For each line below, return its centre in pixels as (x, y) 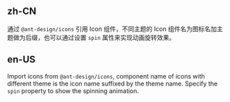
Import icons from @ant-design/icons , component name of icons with (106, 76)
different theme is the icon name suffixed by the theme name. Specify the (113, 83)
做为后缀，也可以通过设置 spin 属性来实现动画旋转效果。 (94, 37)
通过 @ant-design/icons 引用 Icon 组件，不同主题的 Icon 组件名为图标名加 (112, 29)
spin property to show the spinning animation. (73, 91)
